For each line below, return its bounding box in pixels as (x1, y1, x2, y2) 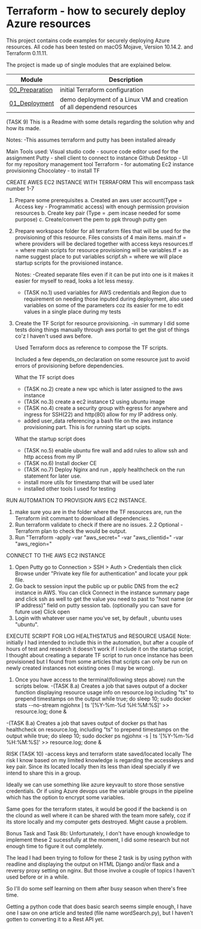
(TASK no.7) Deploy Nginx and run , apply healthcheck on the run (23, 466, 185, 473)
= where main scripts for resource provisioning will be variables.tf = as (14, 246, 189, 253)
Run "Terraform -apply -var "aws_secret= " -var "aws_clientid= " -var (14, 534, 184, 541)
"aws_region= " (14, 540, 52, 547)
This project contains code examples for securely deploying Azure (6, 37, 170, 44)
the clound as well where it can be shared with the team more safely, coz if (6, 811, 191, 819)
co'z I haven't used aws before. (14, 332, 93, 340)
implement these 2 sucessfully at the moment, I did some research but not (6, 836, 190, 843)
